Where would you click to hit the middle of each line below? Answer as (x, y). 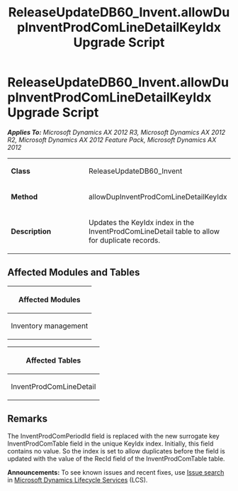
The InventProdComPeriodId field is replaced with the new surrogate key (113, 436)
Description (31, 231)
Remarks (28, 419)
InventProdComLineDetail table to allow (154, 231)
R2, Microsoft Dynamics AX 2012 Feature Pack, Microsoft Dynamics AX (112, 140)
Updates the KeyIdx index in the (141, 222)
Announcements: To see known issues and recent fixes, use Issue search (116, 472)
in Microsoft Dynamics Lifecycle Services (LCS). (78, 480)
